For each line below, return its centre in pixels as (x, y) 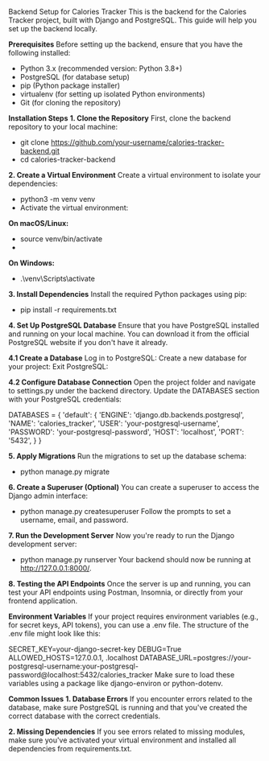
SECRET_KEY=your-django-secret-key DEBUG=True (95, 649)
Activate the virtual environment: (74, 208)
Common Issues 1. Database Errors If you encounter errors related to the (130, 699)
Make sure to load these (195, 675)
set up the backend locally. (53, 29)
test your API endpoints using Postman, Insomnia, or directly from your (126, 592)
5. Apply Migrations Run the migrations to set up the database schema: (128, 456)
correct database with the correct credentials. (85, 716)
